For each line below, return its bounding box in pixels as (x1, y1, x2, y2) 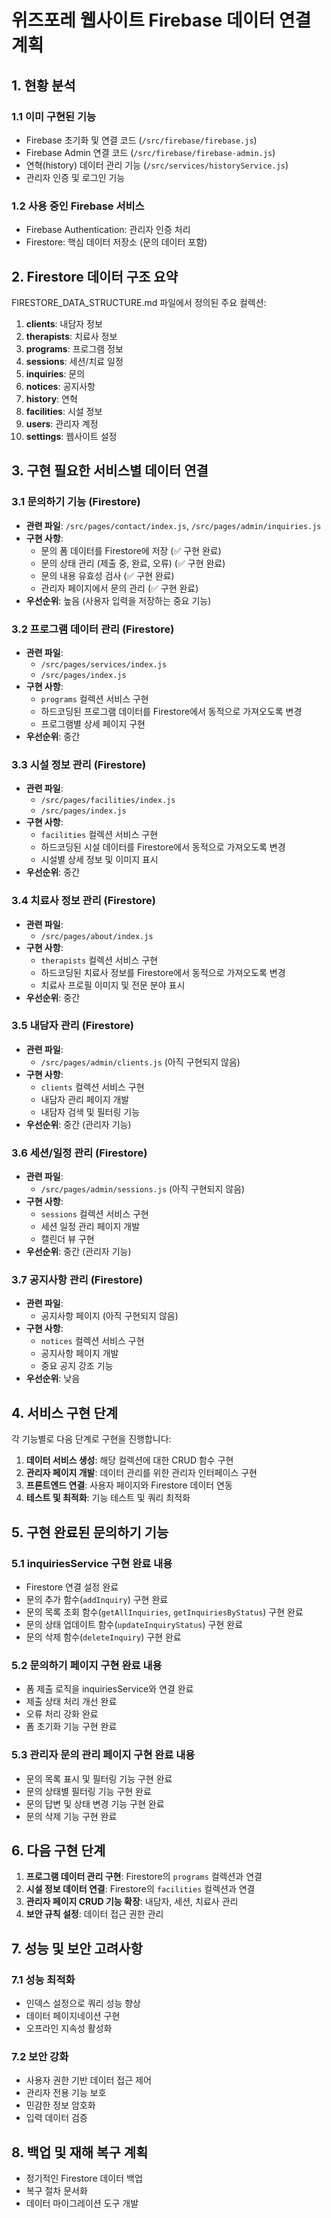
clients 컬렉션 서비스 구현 (40, 1081, 145, 1093)
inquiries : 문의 (25, 367, 86, 380)
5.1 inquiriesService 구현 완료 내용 (11, 1556, 173, 1570)
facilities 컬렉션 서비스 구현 (40, 829, 159, 841)
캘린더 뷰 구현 (40, 1233, 95, 1245)
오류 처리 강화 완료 (25, 1708, 99, 1720)
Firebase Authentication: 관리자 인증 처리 (25, 224, 191, 236)
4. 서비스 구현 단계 (11, 1404, 119, 1421)
